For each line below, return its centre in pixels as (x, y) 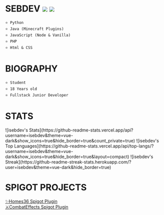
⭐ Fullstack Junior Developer (37, 95)
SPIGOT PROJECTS (46, 187)
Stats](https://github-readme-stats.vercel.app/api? (81, 130)
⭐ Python (14, 22)
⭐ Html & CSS (19, 47)
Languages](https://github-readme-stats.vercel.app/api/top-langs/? (84, 146)
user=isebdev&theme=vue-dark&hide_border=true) (58, 167)
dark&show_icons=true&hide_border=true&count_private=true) (70, 140)
